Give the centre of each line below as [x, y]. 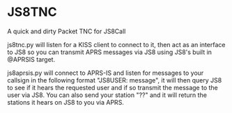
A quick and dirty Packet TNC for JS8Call [67, 31]
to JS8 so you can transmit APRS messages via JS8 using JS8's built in [110, 52]
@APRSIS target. [31, 59]
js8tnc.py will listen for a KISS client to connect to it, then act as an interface [116, 44]
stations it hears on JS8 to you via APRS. [65, 102]
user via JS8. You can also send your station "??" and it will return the [107, 95]
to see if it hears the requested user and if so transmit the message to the [113, 87]
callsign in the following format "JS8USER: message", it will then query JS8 [115, 80]
